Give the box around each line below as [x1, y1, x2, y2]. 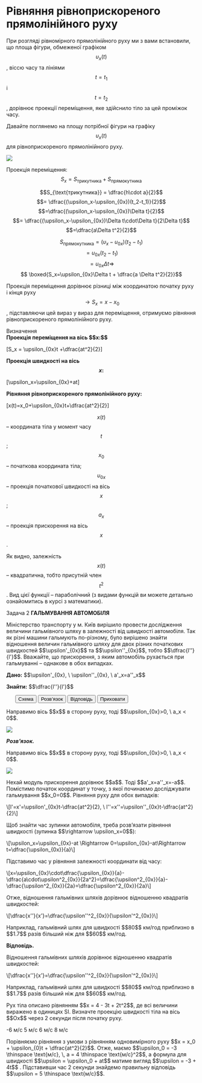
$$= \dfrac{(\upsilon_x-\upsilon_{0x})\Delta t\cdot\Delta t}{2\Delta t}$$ [13, 216, 190, 224]
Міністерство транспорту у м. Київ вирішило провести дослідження [6, 621, 182, 628]
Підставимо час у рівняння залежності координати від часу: [6, 857, 162, 865]
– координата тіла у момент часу [6, 423, 92, 431]
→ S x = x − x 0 [84, 298, 119, 307]
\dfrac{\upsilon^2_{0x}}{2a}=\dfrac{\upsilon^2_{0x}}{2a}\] [6, 882, 152, 889]
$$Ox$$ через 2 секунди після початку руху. [6, 1015, 123, 1022]
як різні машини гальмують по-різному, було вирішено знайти [6, 634, 168, 642]
